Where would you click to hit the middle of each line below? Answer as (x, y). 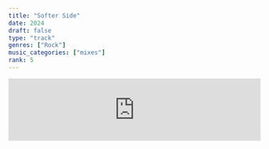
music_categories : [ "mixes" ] (57, 53)
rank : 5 (21, 61)
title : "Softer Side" (44, 16)
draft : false (30, 30)
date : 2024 (26, 23)
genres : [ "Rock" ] (37, 45)
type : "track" (32, 38)
